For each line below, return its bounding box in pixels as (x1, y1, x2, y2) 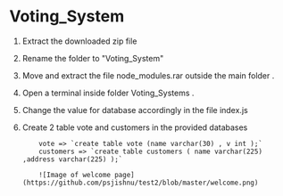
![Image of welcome (38, 170, 112, 179)
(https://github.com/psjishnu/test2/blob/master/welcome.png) (21, 178, 259, 187)
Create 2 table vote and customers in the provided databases (21, 122, 248, 133)
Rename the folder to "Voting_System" (21, 53, 164, 63)
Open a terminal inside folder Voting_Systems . (21, 87, 195, 98)
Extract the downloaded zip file (21, 36, 137, 46)
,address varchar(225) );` (21, 154, 123, 164)
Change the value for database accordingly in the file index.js (21, 104, 248, 115)
